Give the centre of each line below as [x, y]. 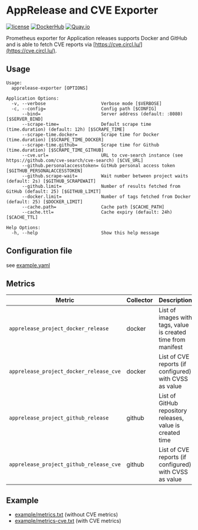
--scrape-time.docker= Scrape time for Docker [90, 134]
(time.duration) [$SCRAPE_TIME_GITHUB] [55, 150]
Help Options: [24, 227]
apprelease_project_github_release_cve [65, 465]
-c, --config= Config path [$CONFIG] [84, 109]
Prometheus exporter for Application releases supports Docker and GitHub [97, 38]
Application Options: [33, 98]
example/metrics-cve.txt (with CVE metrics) [68, 521]
